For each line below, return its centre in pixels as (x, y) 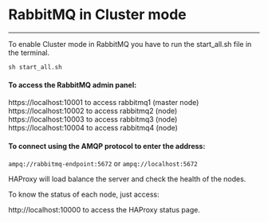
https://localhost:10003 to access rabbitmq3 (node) (93, 119)
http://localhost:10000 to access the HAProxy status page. (104, 210)
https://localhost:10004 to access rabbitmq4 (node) (93, 128)
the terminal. (29, 53)
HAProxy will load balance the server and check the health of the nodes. (127, 179)
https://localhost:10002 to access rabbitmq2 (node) (93, 111)
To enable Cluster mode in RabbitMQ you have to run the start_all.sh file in (130, 44)
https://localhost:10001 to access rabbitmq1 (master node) (104, 103)
